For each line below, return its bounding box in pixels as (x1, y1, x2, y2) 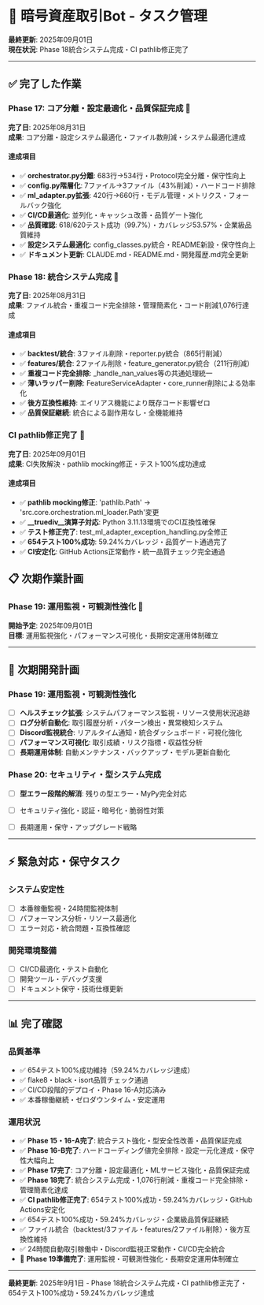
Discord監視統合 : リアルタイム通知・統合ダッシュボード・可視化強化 (19, 728, 243, 737)
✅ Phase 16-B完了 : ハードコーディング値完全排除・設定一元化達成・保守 (19, 1146, 255, 1155)
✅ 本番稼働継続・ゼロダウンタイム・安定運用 (19, 1095, 166, 1105)
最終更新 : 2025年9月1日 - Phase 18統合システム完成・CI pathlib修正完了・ (8, 1278, 247, 1288)
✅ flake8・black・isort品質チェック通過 (19, 1076, 148, 1085)
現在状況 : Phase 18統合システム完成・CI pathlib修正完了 (8, 44, 189, 54)
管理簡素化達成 (19, 1185, 68, 1195)
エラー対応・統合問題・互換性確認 (19, 923, 130, 933)
